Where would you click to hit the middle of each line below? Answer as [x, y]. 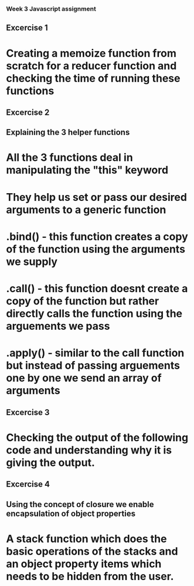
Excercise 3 [28, 412]
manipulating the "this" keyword [87, 170]
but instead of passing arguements [93, 365]
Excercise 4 [28, 484]
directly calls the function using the [94, 314]
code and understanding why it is [89, 450]
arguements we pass [58, 326]
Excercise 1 [27, 28]
